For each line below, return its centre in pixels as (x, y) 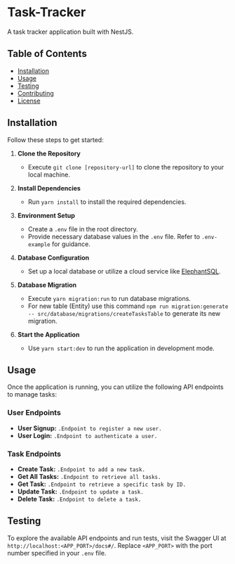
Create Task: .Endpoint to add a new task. (81, 469)
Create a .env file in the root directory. (83, 229)
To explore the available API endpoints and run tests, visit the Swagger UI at (117, 538)
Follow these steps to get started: (55, 140)
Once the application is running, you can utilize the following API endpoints (115, 387)
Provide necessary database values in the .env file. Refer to (114, 236)
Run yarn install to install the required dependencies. (107, 202)
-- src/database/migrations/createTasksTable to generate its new (124, 313)
